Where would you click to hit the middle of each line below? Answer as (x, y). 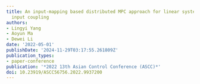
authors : (17, 22)
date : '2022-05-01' (30, 45)
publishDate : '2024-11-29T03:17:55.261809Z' (62, 50)
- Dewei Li (20, 39)
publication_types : (30, 56)
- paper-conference (30, 61)
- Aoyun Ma (20, 34)
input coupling (30, 17)
